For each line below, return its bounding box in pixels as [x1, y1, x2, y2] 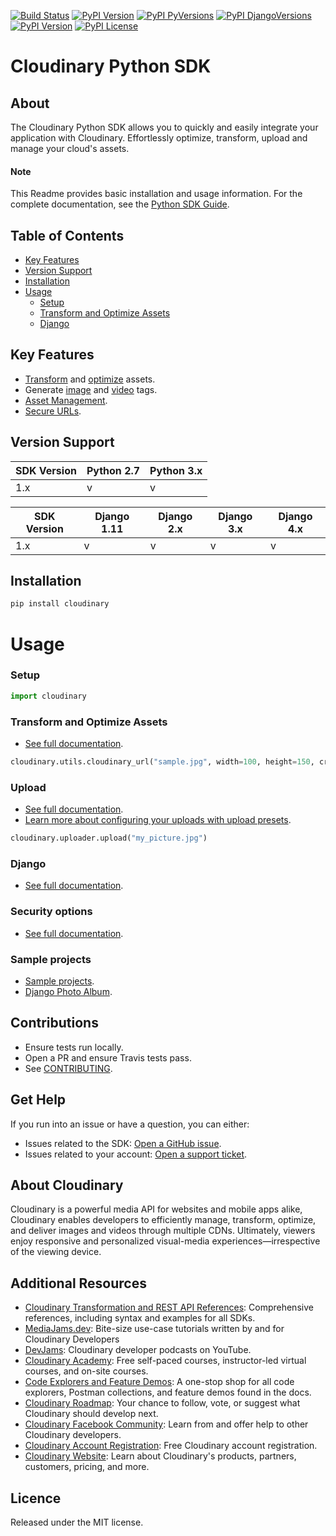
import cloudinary [10, 691, 87, 701]
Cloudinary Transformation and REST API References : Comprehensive [24, 1301, 314, 1314]
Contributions [10, 1015, 99, 1032]
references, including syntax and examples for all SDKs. [24, 1312, 256, 1324]
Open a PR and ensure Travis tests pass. [24, 1051, 192, 1064]
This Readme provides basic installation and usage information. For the [10, 188, 303, 200]
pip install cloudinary [10, 599, 110, 609]
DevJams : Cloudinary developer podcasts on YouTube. [24, 1344, 252, 1356]
